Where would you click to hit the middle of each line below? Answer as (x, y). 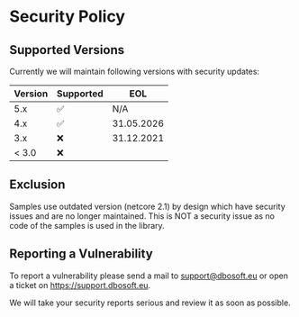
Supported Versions (67, 50)
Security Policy (68, 17)
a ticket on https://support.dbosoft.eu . (80, 285)
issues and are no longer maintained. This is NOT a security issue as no (142, 216)
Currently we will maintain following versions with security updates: (134, 71)
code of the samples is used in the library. (87, 225)
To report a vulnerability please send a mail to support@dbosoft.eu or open (149, 276)
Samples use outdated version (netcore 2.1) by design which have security (147, 206)
